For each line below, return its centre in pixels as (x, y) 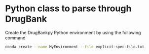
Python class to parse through (68, 9)
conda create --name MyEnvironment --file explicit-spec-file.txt (75, 47)
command (15, 38)
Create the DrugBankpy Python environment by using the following (73, 32)
